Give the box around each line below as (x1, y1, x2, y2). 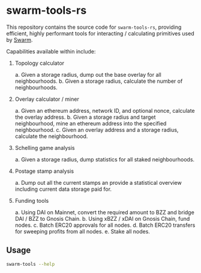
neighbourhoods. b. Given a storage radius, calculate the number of (14, 77, 183, 85)
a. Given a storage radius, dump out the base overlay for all (14, 71, 162, 78)
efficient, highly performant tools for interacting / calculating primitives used (6, 29, 194, 37)
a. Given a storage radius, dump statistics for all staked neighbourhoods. (14, 155, 195, 163)
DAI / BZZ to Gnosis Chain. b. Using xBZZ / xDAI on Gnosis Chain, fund (14, 215, 190, 222)
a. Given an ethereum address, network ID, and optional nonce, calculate (14, 107, 195, 114)
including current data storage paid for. (14, 185, 112, 193)
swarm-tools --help (6, 261, 55, 267)
